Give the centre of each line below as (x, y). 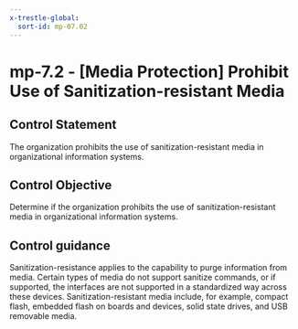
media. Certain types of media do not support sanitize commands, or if (143, 277)
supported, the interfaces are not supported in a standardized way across (149, 287)
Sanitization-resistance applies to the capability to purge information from (149, 268)
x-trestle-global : (44, 18)
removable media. (43, 316)
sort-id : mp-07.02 (53, 27)
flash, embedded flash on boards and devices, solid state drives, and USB (149, 306)
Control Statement (63, 125)
